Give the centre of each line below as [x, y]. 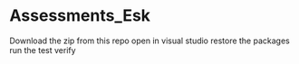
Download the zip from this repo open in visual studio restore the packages [149, 41]
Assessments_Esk [80, 16]
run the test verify [43, 50]
